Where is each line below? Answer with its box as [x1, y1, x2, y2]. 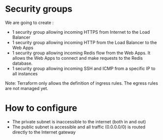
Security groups [5, 3, 73, 15]
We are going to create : [5, 20, 54, 25]
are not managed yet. [5, 85, 49, 91]
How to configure [5, 103, 78, 114]
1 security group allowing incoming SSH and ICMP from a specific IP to [12, 65, 156, 71]
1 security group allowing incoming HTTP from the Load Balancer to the [12, 39, 157, 45]
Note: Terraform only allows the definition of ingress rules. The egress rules [5, 80, 158, 86]
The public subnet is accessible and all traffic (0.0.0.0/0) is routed [12, 124, 146, 130]
